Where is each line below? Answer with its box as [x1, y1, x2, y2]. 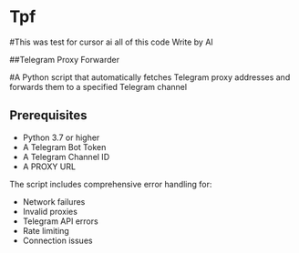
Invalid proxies [22, 206, 77, 217]
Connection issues [22, 235, 93, 246]
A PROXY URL [22, 161, 76, 172]
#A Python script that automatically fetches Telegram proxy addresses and [9, 71, 291, 83]
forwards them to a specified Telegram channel [9, 81, 188, 92]
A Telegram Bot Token [22, 141, 107, 152]
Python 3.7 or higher [22, 132, 100, 143]
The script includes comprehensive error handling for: [9, 178, 212, 189]
